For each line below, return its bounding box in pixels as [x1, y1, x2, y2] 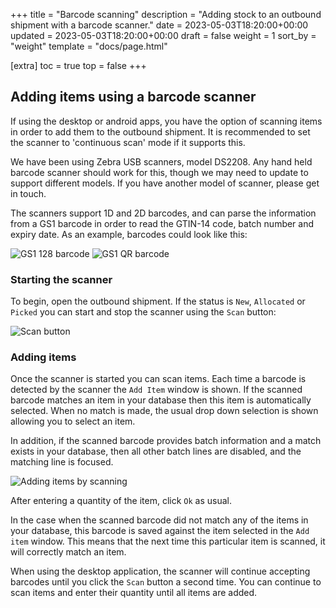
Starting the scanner [10, 272, 113, 286]
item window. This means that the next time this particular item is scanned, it [10, 535, 326, 548]
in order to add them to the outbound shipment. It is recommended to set [10, 125, 311, 138]
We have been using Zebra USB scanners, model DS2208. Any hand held [10, 155, 313, 168]
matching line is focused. [10, 456, 114, 468]
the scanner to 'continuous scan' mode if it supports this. [10, 136, 246, 148]
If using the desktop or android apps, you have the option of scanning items [10, 115, 323, 127]
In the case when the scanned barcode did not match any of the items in [10, 514, 309, 526]
